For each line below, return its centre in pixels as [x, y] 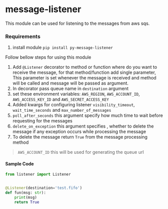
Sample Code [20, 163]
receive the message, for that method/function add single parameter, [84, 72]
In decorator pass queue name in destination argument [70, 89]
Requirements [23, 36]
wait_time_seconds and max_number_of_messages [62, 110]
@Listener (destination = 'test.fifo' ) [44, 188]
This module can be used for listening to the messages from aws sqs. [77, 23]
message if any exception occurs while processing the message [79, 132]
